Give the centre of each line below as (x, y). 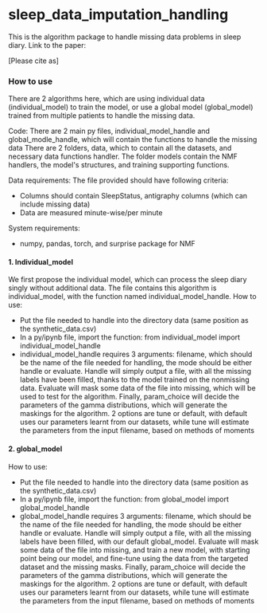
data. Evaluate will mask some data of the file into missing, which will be (137, 388)
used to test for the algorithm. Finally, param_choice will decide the (130, 397)
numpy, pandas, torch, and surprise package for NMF (108, 244)
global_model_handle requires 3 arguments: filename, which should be (135, 516)
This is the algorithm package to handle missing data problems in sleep (125, 37)
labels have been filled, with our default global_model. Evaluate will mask (139, 541)
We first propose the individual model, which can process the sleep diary (128, 280)
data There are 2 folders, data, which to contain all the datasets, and (120, 148)
